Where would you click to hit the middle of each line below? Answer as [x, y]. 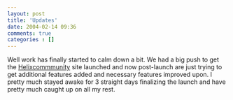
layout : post [26, 14]
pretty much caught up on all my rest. [61, 90]
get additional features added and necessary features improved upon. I [110, 75]
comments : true [29, 33]
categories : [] [31, 40]
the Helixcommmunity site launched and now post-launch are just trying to [115, 67]
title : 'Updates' [33, 20]
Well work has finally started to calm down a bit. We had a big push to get [113, 59]
